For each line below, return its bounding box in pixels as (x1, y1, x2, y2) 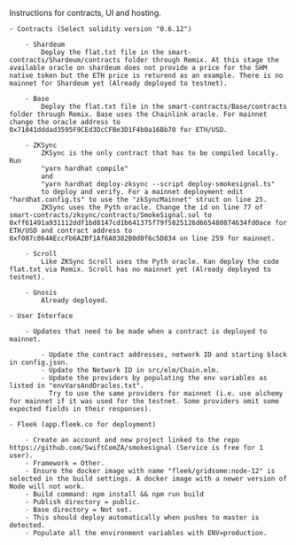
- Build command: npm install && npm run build (25, 490, 204, 499)
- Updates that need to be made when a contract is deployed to (25, 327, 268, 336)
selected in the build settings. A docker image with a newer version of (9, 474, 288, 483)
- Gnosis (25, 288, 58, 297)
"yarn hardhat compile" (41, 164, 129, 173)
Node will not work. (9, 482, 86, 491)
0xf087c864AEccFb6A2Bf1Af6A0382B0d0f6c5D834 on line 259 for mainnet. (9, 234, 276, 243)
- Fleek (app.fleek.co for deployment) (9, 420, 157, 429)
